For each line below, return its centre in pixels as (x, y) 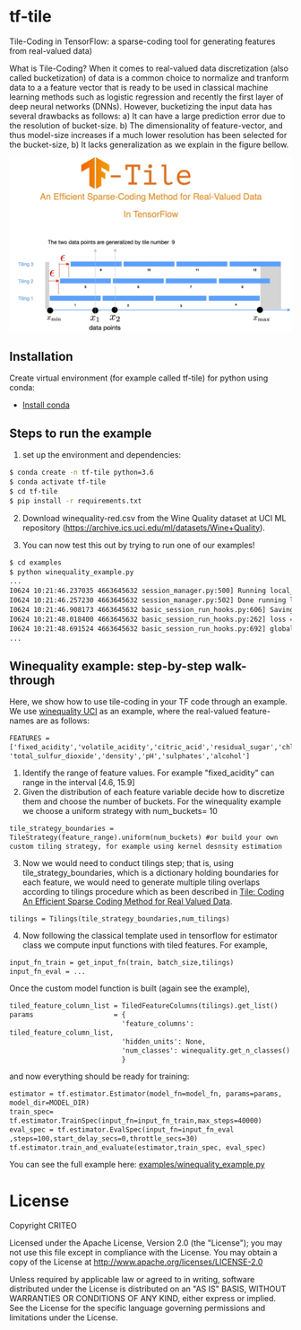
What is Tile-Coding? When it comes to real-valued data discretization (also (149, 68)
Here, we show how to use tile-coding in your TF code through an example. (149, 702)
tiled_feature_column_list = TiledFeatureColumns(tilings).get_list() (144, 1006)
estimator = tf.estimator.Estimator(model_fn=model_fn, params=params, (146, 1094)
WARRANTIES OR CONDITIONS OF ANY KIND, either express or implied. (142, 1299)
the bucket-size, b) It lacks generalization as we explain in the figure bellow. (149, 144)
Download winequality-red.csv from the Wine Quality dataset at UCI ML (154, 518)
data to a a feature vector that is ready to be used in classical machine (139, 87)
